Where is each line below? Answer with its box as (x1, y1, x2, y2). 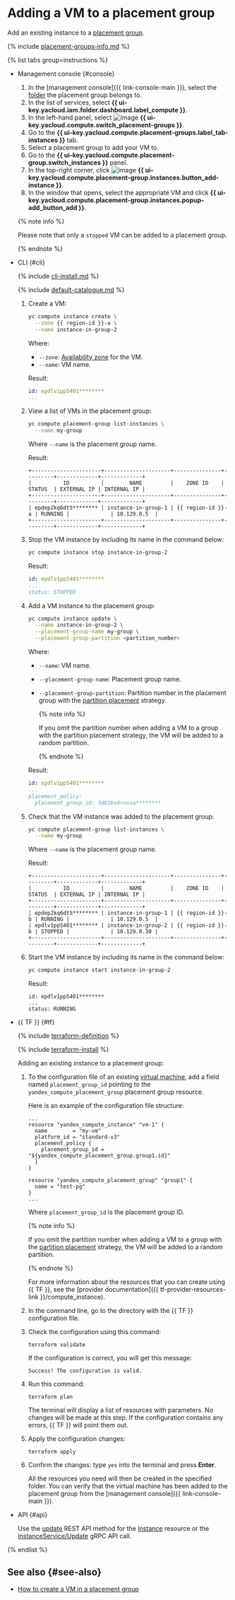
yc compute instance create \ (28, 313, 118, 320)
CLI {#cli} (17, 258, 46, 267)
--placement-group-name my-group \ (34, 628, 140, 636)
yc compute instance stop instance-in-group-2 (28, 549, 168, 556)
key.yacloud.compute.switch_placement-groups (28, 120, 175, 129)
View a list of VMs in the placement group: (28, 407, 152, 415)
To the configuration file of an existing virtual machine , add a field (28, 1073, 219, 1081)
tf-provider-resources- (159, 1285, 227, 1294)
